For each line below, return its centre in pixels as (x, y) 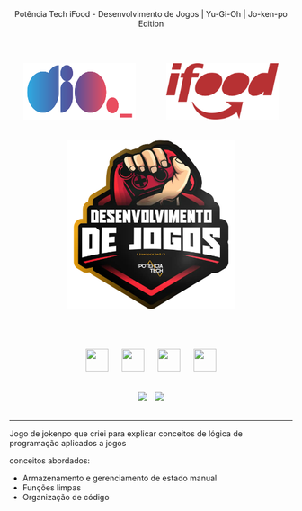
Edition (151, 23)
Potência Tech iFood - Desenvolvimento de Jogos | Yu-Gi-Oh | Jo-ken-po (151, 14)
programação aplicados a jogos (68, 443)
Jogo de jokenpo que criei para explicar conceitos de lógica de (126, 434)
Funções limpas (52, 488)
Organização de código (66, 497)
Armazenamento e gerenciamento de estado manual (120, 478)
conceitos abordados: (50, 461)
